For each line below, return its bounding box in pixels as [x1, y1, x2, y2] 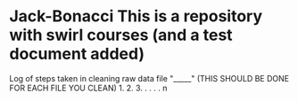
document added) [9, 44, 145, 64]
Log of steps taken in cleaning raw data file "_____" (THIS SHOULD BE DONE [9, 73, 290, 83]
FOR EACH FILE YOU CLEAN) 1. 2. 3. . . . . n [9, 82, 168, 93]
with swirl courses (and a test [9, 25, 234, 45]
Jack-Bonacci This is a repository [9, 6, 263, 27]
